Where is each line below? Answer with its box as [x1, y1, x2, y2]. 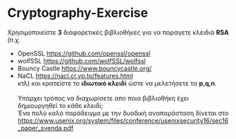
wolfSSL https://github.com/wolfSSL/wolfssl [17, 56, 146, 65]
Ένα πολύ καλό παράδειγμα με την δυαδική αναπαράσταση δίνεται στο [17, 109, 229, 117]
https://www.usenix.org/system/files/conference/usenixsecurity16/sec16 [17, 116, 229, 124]
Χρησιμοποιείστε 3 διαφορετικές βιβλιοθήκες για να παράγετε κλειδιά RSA [7, 28, 229, 37]
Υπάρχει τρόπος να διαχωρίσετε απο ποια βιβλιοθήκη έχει [17, 93, 190, 102]
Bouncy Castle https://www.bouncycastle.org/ [17, 64, 152, 72]
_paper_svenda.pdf [17, 124, 74, 132]
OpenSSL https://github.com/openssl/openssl [17, 49, 151, 58]
